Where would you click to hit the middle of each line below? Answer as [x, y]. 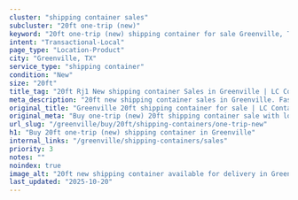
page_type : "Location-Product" [67, 50]
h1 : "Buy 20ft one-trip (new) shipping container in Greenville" [132, 133]
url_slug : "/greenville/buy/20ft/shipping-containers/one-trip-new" [138, 125]
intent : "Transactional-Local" [67, 42]
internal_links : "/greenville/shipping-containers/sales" [118, 141]
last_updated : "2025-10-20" [61, 182]
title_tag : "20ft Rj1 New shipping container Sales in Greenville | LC [144, 91]
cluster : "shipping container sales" [79, 17]
